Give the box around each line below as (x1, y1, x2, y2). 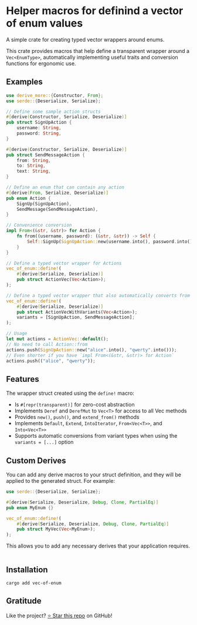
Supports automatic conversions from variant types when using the (14, 432, 178, 439)
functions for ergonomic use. (6, 60, 76, 67)
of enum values (6, 16, 83, 30)
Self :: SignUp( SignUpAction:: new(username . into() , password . (27, 238, 177, 244)
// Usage (6, 331, 28, 337)
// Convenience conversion (6, 222, 72, 229)
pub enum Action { (6, 195, 51, 201)
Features (6, 374, 39, 384)
